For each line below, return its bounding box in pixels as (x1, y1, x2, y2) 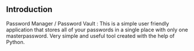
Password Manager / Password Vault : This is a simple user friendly (6, 20, 169, 27)
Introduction (6, 5, 53, 14)
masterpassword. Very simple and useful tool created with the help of (6, 32, 175, 39)
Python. (6, 38, 25, 45)
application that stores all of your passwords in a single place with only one (6, 26, 188, 33)
